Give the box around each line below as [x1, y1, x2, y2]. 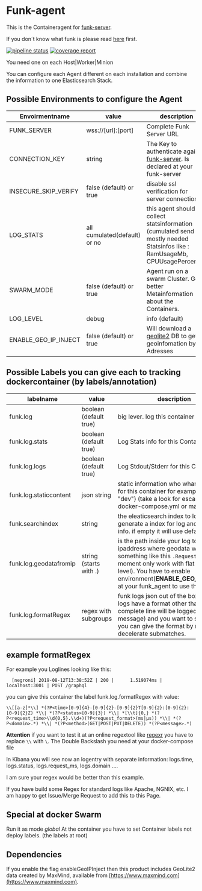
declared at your [146, 162, 193, 171]
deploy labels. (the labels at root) [6, 832, 88, 839]
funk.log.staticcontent [9, 491, 71, 499]
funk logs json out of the [117, 591, 186, 600]
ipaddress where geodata [117, 544, 191, 552]
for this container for [117, 486, 176, 495]
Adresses [146, 347, 173, 355]
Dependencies [6, 849, 62, 860]
